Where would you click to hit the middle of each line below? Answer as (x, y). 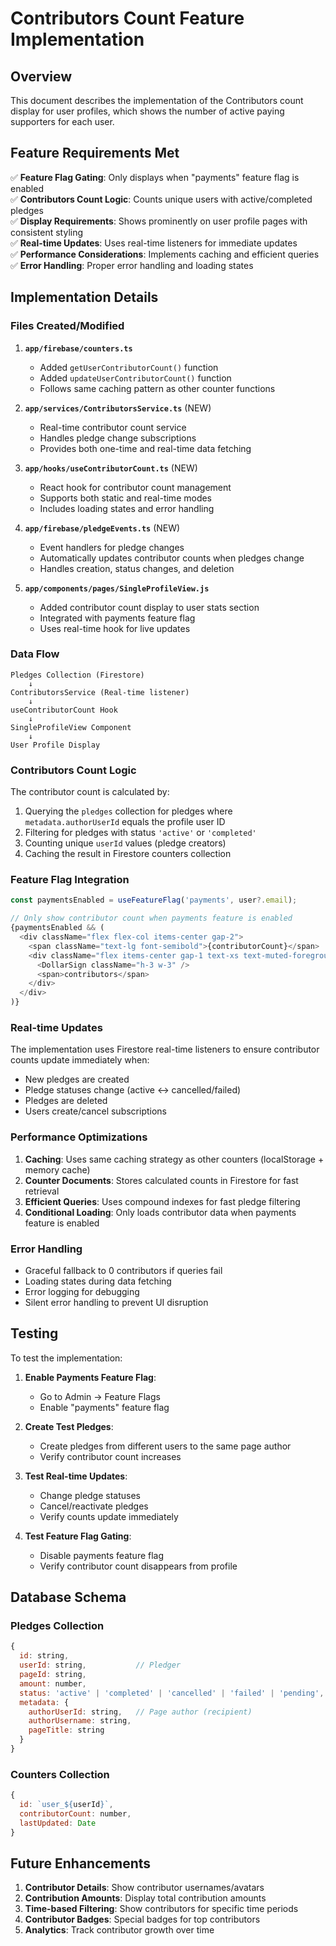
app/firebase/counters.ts (78, 348)
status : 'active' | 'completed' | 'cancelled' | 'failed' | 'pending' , (172, 1693)
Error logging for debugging (82, 1291)
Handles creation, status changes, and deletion (137, 568)
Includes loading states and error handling (127, 508)
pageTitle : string (66, 1730)
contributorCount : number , (75, 1813)
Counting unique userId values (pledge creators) (125, 843)
